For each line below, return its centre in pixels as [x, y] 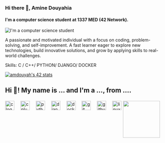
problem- [141, 40]
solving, [13, 45]
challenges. [29, 56]
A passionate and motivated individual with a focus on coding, [68, 40]
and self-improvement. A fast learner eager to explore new [81, 45]
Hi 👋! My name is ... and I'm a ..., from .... [68, 90]
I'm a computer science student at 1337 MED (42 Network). [67, 20]
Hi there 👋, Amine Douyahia [39, 8]
